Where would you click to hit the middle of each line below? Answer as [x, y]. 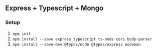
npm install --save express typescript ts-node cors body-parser [82, 39]
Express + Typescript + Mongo [54, 8]
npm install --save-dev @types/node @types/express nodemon [76, 44]
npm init [22, 34]
